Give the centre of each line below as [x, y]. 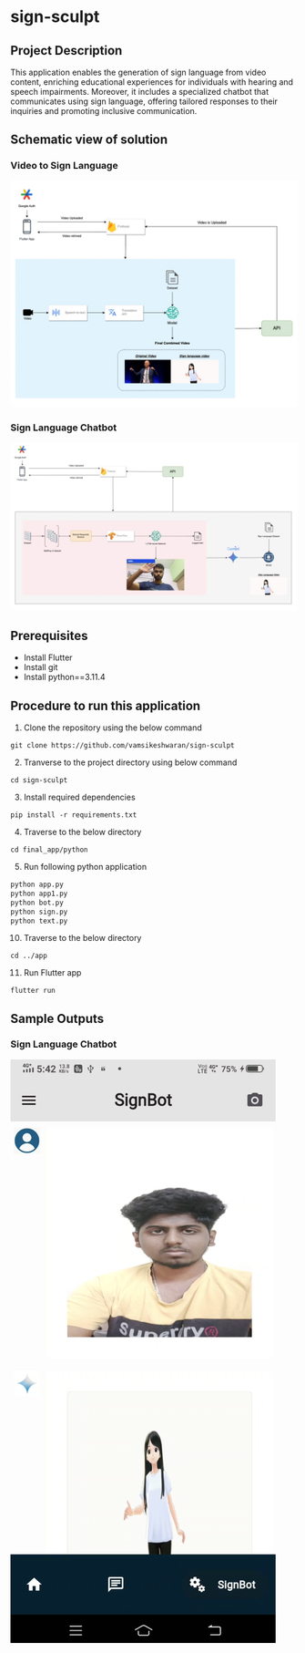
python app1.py [39, 894]
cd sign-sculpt [39, 780]
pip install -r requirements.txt [74, 815]
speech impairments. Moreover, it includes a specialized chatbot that [140, 92]
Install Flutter [48, 657]
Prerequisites [49, 635]
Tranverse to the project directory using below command [130, 762]
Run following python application [85, 867]
